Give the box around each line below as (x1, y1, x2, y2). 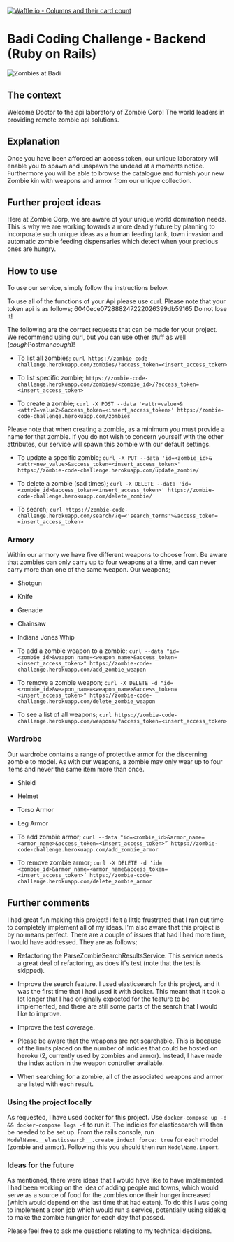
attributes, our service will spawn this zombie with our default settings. (7, 440, 211, 449)
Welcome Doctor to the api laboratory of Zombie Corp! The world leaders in (7, 108, 225, 116)
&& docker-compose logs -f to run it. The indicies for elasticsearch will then (7, 1120, 224, 1129)
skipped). (17, 966, 45, 974)
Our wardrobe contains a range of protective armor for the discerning (7, 750, 207, 758)
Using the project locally (7, 1097, 92, 1107)
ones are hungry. (7, 245, 57, 253)
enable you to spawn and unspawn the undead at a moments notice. (7, 161, 205, 170)
